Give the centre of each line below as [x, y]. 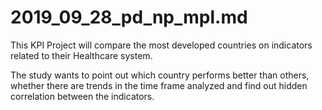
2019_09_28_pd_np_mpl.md [129, 17]
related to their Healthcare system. [81, 55]
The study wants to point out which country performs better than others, [160, 75]
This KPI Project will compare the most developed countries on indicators [161, 45]
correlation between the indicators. [82, 96]
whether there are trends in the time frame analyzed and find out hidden [159, 85]
